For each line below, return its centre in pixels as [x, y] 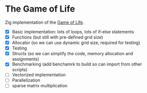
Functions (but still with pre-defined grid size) [58, 37]
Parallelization [26, 80]
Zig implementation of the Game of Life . [45, 22]
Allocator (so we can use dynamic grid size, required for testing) [76, 43]
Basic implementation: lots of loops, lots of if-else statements [73, 31]
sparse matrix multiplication [40, 86]
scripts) [20, 70]
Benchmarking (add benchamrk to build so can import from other [77, 64]
